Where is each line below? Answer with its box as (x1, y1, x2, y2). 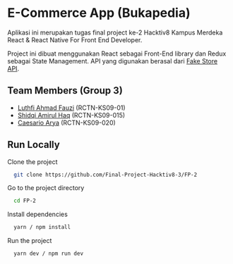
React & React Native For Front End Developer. (7, 35, 143, 44)
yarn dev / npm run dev (13, 250, 83, 258)
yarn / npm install (13, 224, 71, 231)
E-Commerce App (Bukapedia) (7, 5, 191, 21)
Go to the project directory (7, 184, 85, 192)
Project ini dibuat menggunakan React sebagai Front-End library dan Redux (7, 49, 227, 58)
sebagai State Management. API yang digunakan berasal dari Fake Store (7, 56, 217, 65)
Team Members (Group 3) (7, 84, 124, 96)
